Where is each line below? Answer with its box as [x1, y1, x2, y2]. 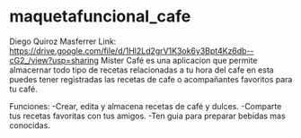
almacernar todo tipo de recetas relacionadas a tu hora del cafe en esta [9, 65, 274, 75]
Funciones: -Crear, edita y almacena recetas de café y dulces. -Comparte [9, 100, 282, 111]
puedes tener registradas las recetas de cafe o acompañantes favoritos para [9, 73, 293, 84]
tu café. [9, 83, 38, 94]
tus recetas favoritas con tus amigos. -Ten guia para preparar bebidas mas [9, 110, 286, 121]
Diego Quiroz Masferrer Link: [9, 36, 117, 47]
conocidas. [9, 119, 51, 131]
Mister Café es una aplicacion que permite [100, 55, 258, 65]
